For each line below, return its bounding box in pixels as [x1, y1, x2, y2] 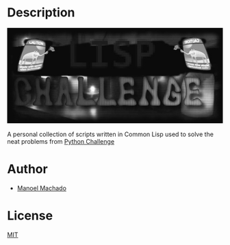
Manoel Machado [16, 183, 67, 192]
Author [7, 162, 48, 177]
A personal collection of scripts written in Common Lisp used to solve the [7, 130, 214, 138]
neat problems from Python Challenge [7, 138, 115, 146]
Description [7, 5, 75, 21]
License [7, 208, 53, 224]
